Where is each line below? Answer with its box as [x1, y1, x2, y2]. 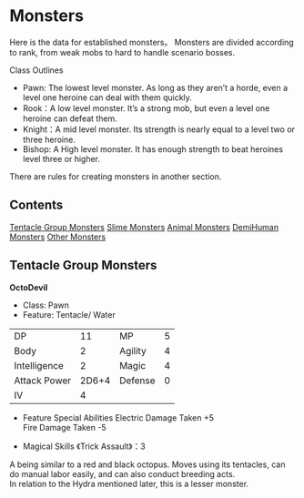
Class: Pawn [22, 300, 70, 310]
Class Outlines [9, 65, 64, 76]
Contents [9, 198, 64, 213]
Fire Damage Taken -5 [22, 422, 106, 432]
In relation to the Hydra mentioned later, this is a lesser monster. [9, 478, 248, 489]
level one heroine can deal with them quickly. [22, 92, 193, 103]
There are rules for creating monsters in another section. [9, 170, 222, 182]
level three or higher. [22, 153, 101, 164]
